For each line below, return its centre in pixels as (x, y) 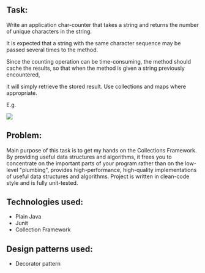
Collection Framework (43, 230)
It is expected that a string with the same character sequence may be (94, 43)
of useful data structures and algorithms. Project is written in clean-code (98, 176)
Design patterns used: (50, 249)
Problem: (24, 136)
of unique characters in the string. (49, 31)
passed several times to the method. (52, 50)
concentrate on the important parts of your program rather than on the (95, 163)
